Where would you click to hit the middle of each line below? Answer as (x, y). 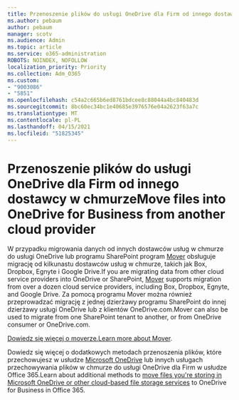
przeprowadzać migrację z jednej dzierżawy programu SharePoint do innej (117, 302)
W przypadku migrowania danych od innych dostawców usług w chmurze (116, 249)
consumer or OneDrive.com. (49, 324)
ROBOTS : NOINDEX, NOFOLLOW (47, 61)
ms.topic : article (34, 47)
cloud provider (52, 229)
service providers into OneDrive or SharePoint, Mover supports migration (115, 280)
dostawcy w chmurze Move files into (117, 199)
